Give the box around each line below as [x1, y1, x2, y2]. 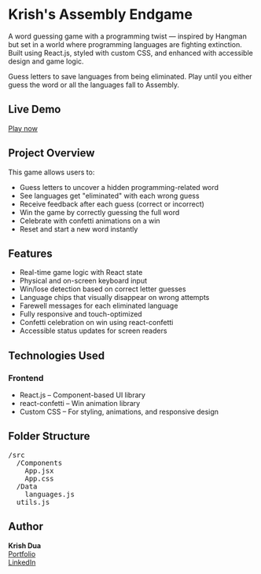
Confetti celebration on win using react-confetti [19, 318, 174, 327]
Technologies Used [8, 349, 105, 362]
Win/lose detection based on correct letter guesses [19, 284, 186, 294]
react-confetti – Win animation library [19, 399, 141, 408]
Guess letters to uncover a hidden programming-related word [19, 182, 219, 192]
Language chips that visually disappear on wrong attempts [19, 293, 210, 302]
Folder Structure [8, 430, 90, 443]
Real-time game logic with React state [19, 268, 143, 277]
